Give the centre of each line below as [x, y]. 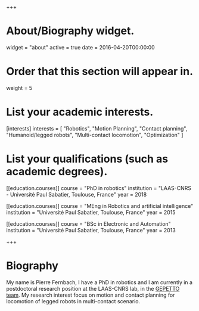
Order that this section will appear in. [100, 71]
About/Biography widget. [70, 31]
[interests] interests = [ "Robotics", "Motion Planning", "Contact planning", [97, 128]
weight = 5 [19, 88]
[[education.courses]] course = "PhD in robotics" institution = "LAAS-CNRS [99, 188]
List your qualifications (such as [87, 159]
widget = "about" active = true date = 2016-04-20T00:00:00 [80, 47]
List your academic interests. [80, 112]
